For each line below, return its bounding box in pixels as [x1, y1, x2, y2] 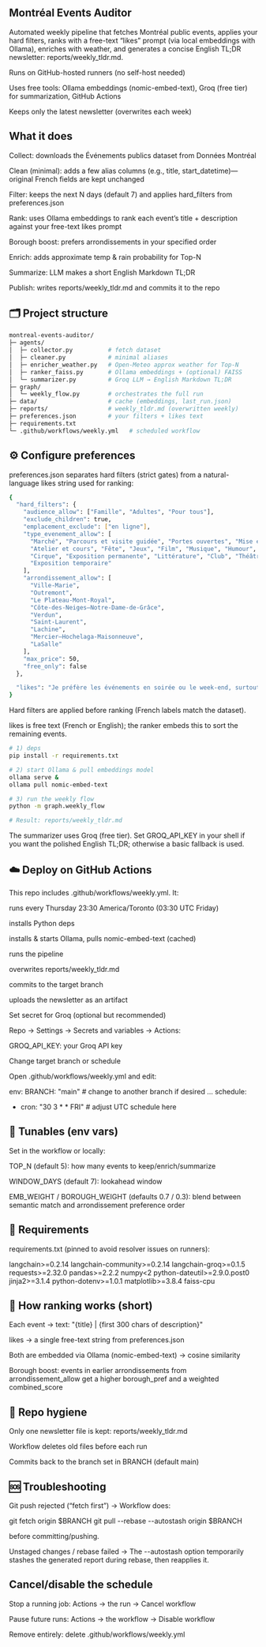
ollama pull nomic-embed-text [9, 781, 109, 789]
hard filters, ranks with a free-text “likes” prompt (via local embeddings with [9, 36, 256, 45]
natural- [203, 470, 230, 479]
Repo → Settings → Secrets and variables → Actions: [9, 1026, 181, 1035]
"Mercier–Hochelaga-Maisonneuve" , [29, 633, 144, 641]
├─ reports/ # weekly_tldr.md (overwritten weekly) [9, 405, 239, 413]
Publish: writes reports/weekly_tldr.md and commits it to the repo [9, 283, 220, 292]
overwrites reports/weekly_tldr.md [9, 964, 120, 974]
